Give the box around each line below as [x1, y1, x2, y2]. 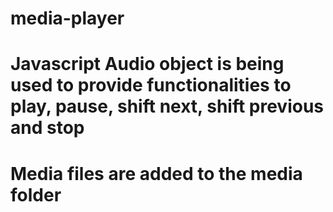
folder [10, 183, 62, 206]
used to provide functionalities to [10, 74, 292, 97]
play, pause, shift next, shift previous [10, 95, 325, 118]
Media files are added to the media [10, 162, 303, 185]
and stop [10, 117, 85, 139]
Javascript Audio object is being [10, 53, 285, 76]
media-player [10, 7, 125, 30]
